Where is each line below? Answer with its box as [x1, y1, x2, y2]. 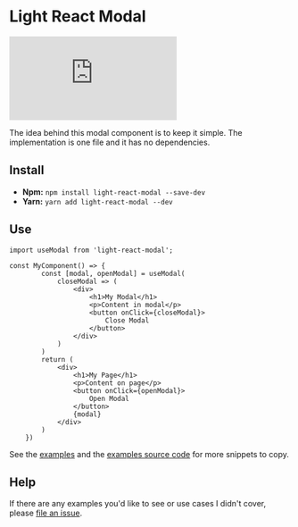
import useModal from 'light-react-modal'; [9, 246, 174, 255]
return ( [41, 355, 74, 364]
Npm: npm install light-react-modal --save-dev [21, 186, 206, 197]
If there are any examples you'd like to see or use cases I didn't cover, [9, 498, 267, 509]
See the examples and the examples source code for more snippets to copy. [9, 448, 290, 459]
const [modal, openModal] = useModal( [41, 269, 186, 278]
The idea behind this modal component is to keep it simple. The [9, 127, 243, 138]
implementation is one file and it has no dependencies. [9, 137, 211, 147]
